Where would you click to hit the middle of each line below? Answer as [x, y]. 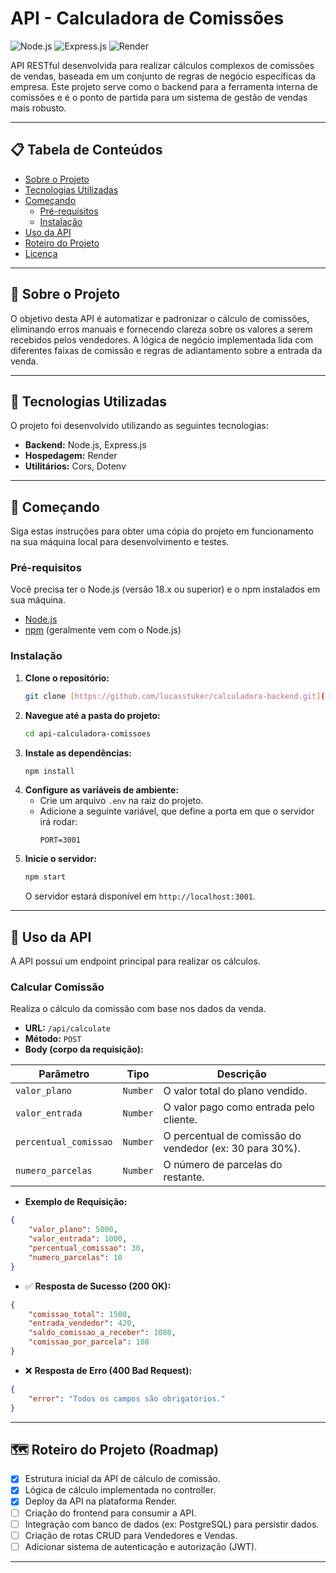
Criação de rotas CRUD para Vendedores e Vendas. [131, 1535]
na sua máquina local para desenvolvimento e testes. [120, 542]
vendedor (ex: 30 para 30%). [232, 1149]
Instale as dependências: [78, 753]
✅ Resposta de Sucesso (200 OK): [98, 1286]
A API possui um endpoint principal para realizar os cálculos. [135, 961]
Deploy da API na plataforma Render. [101, 1501]
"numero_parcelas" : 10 [75, 1257]
